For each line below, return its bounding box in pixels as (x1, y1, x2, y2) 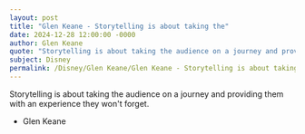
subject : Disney (9, 55, 71, 64)
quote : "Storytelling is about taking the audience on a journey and (9, 47, 279, 56)
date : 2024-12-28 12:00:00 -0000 (9, 30, 136, 39)
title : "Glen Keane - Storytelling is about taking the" (9, 22, 230, 31)
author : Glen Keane (9, 38, 84, 48)
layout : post (9, 13, 59, 23)
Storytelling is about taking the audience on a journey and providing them (9, 88, 284, 100)
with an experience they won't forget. (9, 98, 150, 109)
